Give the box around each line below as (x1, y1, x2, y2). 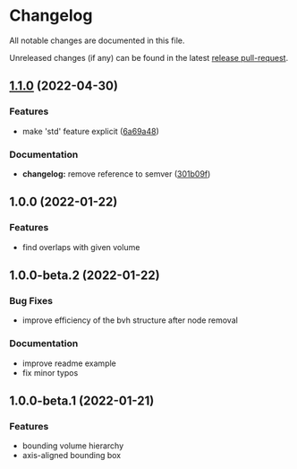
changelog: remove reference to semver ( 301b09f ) (21, 168, 211, 179)
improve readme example (21, 358, 116, 369)
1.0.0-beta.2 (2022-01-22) (9, 268, 160, 282)
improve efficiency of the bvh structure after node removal (21, 315, 239, 326)
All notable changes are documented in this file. (9, 35, 185, 46)
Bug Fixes (9, 294, 54, 307)
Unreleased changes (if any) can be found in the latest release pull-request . (9, 52, 289, 63)
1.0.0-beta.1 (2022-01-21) (9, 393, 155, 408)
